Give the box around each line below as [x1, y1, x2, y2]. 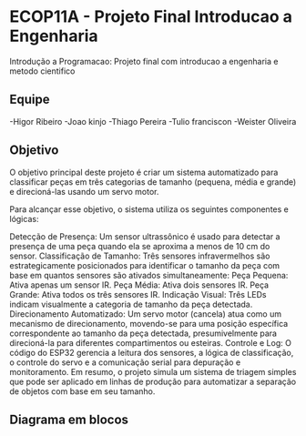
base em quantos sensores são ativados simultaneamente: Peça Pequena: [9, 269, 289, 280]
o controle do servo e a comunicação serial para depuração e [9, 357, 241, 368]
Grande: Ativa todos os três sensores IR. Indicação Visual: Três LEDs [9, 289, 267, 299]
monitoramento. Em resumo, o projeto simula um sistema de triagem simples [9, 366, 297, 377]
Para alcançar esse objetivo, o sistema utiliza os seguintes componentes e [9, 203, 289, 215]
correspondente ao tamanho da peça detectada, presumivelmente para [9, 328, 278, 339]
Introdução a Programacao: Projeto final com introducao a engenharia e [9, 56, 279, 66]
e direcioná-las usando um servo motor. [9, 186, 159, 197]
